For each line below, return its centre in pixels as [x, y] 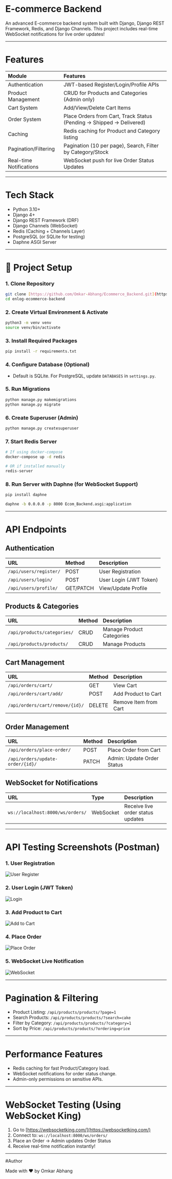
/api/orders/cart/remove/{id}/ [46, 706]
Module [17, 76]
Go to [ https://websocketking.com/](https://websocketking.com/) [82, 1130]
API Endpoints [36, 529]
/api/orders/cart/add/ [35, 694]
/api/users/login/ [30, 580]
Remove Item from [135, 702]
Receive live [139, 806]
